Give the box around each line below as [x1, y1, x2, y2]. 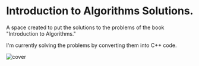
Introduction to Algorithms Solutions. [6, 4, 194, 18]
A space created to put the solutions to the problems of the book [6, 24, 165, 31]
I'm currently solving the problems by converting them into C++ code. [6, 42, 177, 49]
